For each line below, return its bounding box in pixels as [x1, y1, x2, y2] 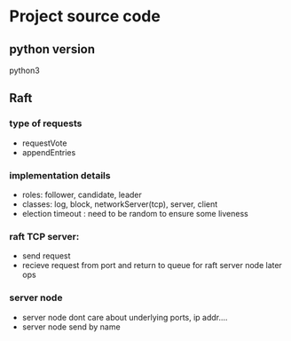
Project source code [9, 6, 161, 27]
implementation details [9, 169, 111, 181]
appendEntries [21, 147, 76, 157]
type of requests [9, 117, 83, 130]
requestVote [21, 138, 67, 148]
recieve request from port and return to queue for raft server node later [21, 260, 282, 271]
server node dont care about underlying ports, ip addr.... [21, 312, 228, 322]
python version [9, 42, 96, 57]
